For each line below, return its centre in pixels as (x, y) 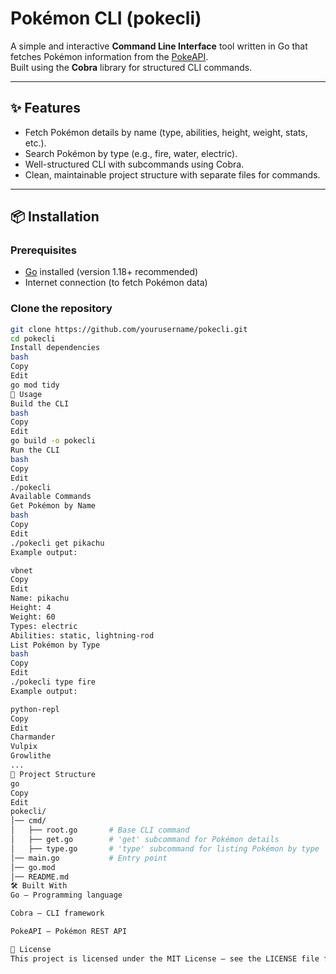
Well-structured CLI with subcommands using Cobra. (134, 164)
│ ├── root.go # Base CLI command (100, 830)
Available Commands (51, 497)
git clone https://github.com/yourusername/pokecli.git (129, 329)
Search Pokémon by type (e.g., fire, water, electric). (131, 153)
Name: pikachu (40, 598)
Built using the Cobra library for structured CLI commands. (131, 67)
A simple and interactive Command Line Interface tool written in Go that (159, 46)
